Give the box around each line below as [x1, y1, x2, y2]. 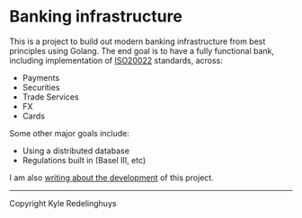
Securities [22, 82, 60, 92]
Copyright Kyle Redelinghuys [9, 197, 117, 208]
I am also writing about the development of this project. [9, 172, 214, 183]
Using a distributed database [22, 145, 130, 156]
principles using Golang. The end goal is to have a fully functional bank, [9, 45, 275, 56]
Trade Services [22, 92, 79, 102]
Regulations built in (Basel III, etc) [22, 154, 147, 165]
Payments [22, 72, 60, 83]
